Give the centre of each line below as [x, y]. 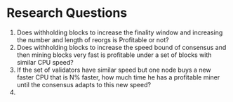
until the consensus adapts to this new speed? [84, 84]
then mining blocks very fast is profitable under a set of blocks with [114, 55]
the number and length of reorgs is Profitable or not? [93, 39]
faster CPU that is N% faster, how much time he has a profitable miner [118, 77]
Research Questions [67, 13]
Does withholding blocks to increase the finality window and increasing [120, 32]
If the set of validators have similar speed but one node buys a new [114, 70]
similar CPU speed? [45, 62]
